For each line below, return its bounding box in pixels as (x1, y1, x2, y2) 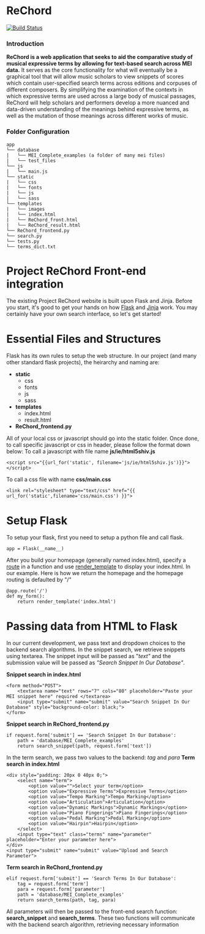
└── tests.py (6, 238, 40, 245)
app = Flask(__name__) (6, 546, 64, 552)
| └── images (6, 206, 45, 212)
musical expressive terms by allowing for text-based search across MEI (6, 60, 192, 68)
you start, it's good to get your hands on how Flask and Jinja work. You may (6, 304, 198, 311)
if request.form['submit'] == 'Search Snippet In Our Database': (6, 732, 176, 739)
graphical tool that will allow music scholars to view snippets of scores (6, 73, 184, 80)
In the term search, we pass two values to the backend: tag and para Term (6, 754, 195, 761)
